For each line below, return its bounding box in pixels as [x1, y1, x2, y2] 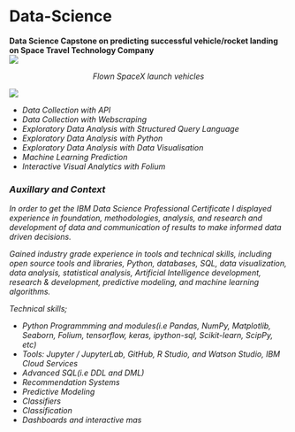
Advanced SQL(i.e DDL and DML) [21, 367, 145, 378]
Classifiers [21, 396, 62, 406]
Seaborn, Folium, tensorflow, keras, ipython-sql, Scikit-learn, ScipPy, [21, 330, 274, 341]
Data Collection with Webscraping [21, 113, 147, 125]
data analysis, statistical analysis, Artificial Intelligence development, [9, 267, 262, 278]
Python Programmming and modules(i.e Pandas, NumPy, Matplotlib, [21, 320, 271, 331]
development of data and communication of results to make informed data [9, 222, 282, 233]
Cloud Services [21, 359, 78, 369]
